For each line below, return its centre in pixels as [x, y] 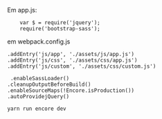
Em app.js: [22, 10]
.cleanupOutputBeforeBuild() [49, 84]
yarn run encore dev [37, 109]
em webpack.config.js [39, 42]
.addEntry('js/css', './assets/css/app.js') [72, 60]
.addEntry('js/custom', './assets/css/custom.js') [82, 66]
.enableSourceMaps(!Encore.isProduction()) [71, 91]
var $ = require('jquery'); [60, 23]
